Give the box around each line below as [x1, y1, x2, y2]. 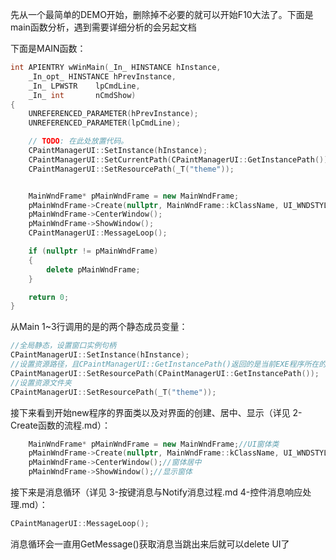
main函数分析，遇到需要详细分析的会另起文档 [10, 21, 197, 33]
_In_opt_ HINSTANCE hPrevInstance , [28, 71, 177, 82]
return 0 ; [28, 292, 70, 302]
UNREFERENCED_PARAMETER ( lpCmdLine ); [28, 118, 182, 128]
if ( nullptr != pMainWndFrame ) [28, 246, 159, 256]
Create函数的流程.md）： [10, 419, 111, 431]
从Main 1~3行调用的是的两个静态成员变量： [10, 321, 188, 333]
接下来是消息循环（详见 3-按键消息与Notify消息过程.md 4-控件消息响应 [10, 486, 303, 498]
